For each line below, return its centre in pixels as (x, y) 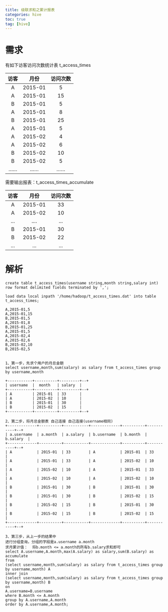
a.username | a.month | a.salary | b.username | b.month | (78, 435)
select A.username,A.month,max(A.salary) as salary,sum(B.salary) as (80, 552)
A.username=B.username (29, 591)
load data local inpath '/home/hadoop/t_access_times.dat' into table (81, 296)
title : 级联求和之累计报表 (30, 10)
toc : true (16, 19)
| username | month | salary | (44, 385)
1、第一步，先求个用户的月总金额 (34, 363)
